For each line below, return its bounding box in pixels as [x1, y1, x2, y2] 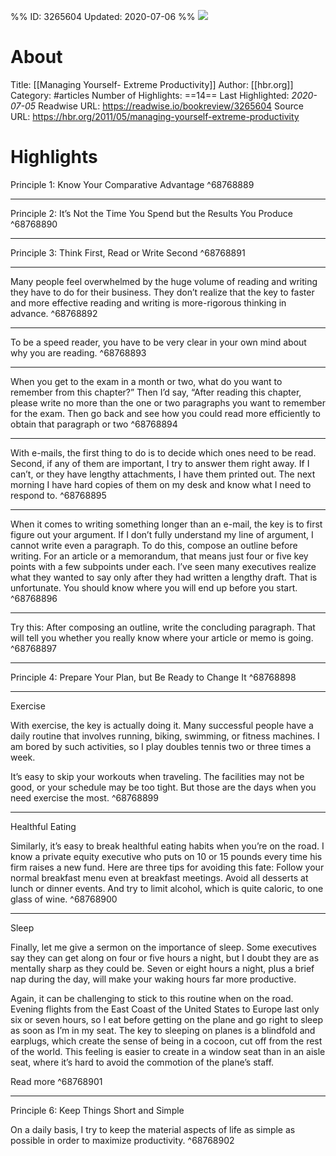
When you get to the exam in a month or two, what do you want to [10, 375, 283, 387]
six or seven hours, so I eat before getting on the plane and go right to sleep [10, 1013, 323, 1025]
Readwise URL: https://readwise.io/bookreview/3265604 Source [38, 100, 304, 112]
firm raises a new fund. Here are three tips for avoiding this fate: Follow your [10, 861, 325, 873]
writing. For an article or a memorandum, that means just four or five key [10, 550, 309, 562]
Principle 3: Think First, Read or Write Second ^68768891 [10, 246, 246, 259]
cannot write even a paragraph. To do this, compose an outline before [10, 539, 298, 551]
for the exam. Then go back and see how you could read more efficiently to [10, 407, 321, 419]
